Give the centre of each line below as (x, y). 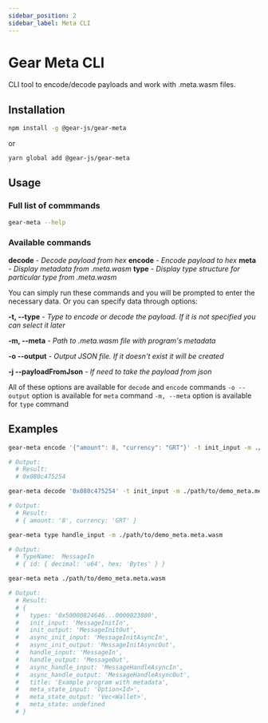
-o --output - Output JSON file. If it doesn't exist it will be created (116, 356)
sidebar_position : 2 (43, 16)
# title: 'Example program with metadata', (93, 682)
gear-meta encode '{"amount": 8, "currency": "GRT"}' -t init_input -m (130, 447)
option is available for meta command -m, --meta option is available (142, 395)
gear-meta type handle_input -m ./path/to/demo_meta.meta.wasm (116, 535)
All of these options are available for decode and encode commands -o (122, 387)
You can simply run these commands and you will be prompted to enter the (132, 292)
